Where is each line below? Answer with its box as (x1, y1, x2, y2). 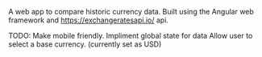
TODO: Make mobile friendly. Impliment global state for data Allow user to (8, 31, 253, 40)
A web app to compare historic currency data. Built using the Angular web (8, 7, 254, 16)
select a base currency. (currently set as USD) (8, 39, 162, 49)
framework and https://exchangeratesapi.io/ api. (8, 15, 169, 25)
